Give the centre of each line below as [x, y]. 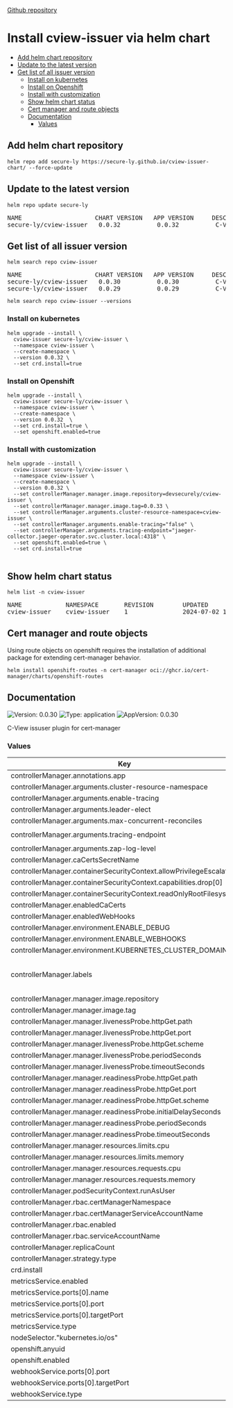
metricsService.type [44, 1326]
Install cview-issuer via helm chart [109, 38]
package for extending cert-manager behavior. [74, 657]
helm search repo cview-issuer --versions [69, 302]
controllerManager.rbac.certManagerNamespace [91, 1202]
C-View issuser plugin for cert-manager [64, 728]
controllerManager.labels [51, 974]
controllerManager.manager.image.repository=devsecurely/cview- [127, 494]
